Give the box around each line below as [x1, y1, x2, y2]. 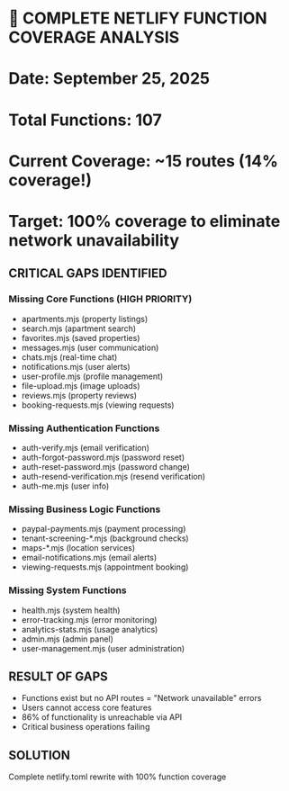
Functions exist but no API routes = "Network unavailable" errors [21, 693, 262, 704]
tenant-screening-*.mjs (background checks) [21, 533, 190, 544]
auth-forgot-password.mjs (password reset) [21, 452, 185, 463]
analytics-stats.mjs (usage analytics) [21, 624, 158, 634]
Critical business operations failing [21, 722, 150, 733]
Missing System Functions [8, 584, 127, 597]
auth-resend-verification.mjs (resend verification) [21, 471, 206, 481]
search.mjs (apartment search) [21, 323, 137, 334]
